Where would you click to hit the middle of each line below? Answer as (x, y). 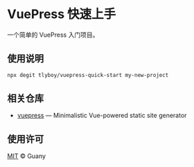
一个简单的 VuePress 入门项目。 (53, 35)
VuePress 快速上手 (62, 14)
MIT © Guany (27, 156)
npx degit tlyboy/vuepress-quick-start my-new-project (88, 75)
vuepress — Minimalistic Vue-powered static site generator (102, 116)
